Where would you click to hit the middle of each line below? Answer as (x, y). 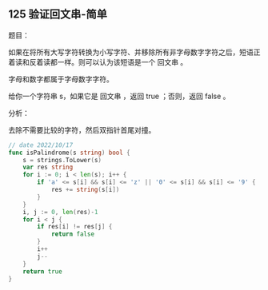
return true (42, 271)
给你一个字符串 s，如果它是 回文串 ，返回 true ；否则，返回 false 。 (119, 96)
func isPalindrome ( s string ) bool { (69, 153)
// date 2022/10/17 (41, 145)
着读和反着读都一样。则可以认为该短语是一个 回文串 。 (98, 62)
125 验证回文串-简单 (58, 14)
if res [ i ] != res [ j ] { (75, 227)
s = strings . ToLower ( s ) (62, 160)
